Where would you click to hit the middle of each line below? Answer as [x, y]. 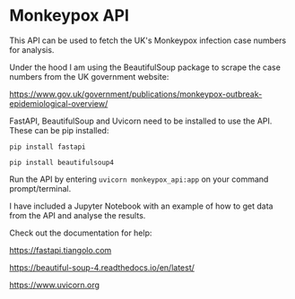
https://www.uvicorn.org [55, 285]
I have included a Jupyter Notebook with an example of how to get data [141, 206]
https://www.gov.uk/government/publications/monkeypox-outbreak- [136, 94]
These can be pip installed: [59, 130]
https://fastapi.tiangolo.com [61, 250]
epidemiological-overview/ [59, 103]
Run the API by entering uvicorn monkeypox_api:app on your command [139, 179]
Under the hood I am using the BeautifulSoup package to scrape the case [145, 67]
